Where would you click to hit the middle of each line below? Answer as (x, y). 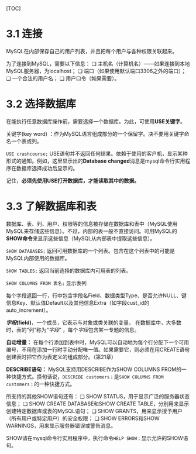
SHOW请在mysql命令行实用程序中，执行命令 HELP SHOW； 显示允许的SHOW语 (97, 438)
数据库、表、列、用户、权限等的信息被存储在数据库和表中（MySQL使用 (92, 223)
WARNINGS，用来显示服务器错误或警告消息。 (61, 425)
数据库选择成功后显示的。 (47, 168)
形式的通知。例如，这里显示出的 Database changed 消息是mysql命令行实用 (96, 161)
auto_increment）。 (29, 310)
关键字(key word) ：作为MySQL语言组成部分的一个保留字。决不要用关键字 (95, 133)
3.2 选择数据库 (41, 104)
